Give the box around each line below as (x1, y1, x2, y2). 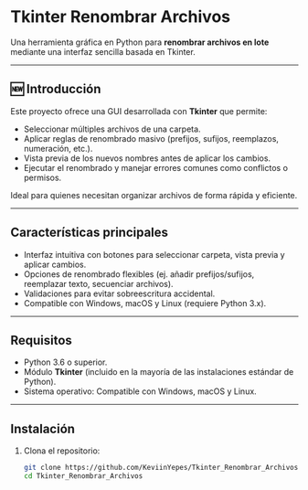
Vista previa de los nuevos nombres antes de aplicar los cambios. (23, 153, 271, 164)
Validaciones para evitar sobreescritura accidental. (23, 288, 216, 299)
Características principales (10, 225, 168, 240)
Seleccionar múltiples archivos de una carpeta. (23, 123, 201, 134)
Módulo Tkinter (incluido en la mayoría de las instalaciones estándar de (23, 367, 294, 378)
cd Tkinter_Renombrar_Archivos (23, 472, 143, 481)
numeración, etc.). (23, 143, 93, 154)
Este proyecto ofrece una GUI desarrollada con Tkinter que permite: (10, 105, 268, 116)
